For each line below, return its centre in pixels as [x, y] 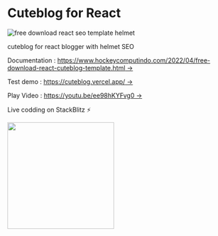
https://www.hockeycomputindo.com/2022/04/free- [134, 60]
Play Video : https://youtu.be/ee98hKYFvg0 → [75, 95]
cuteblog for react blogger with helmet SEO [71, 46]
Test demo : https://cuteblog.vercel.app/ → [70, 81]
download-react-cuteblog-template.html [66, 68]
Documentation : [32, 60]
